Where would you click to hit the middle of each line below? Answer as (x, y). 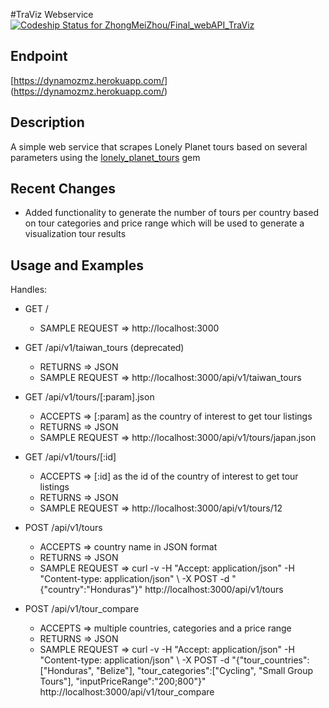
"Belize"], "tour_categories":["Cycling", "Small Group (204, 671)
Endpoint (39, 56)
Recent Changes (63, 189)
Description (47, 122)
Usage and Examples (77, 265)
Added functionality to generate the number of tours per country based (171, 213)
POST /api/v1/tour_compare (82, 609)
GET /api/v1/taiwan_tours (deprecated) (104, 348)
